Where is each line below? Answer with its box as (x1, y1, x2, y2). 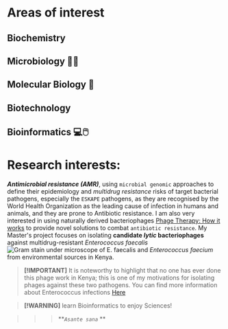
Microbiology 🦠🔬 (7, 55, 79, 67)
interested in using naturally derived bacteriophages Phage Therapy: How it (7, 216, 220, 225)
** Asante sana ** (58, 315, 106, 324)
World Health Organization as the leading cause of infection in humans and (7, 202, 219, 210)
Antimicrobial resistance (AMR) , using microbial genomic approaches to (7, 180, 214, 188)
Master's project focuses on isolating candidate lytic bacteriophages (7, 231, 204, 240)
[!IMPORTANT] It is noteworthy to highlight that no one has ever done (23, 266, 221, 275)
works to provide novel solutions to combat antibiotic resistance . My (7, 224, 207, 232)
